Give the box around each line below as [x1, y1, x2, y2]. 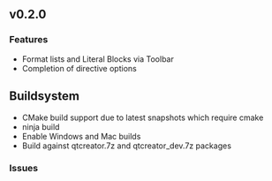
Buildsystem [9, 88, 79, 104]
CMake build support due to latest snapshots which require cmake [21, 112, 264, 123]
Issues [9, 162, 39, 175]
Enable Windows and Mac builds [21, 131, 141, 141]
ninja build [21, 121, 60, 132]
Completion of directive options [21, 63, 137, 73]
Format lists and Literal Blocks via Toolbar [21, 53, 174, 64]
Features [9, 34, 49, 46]
